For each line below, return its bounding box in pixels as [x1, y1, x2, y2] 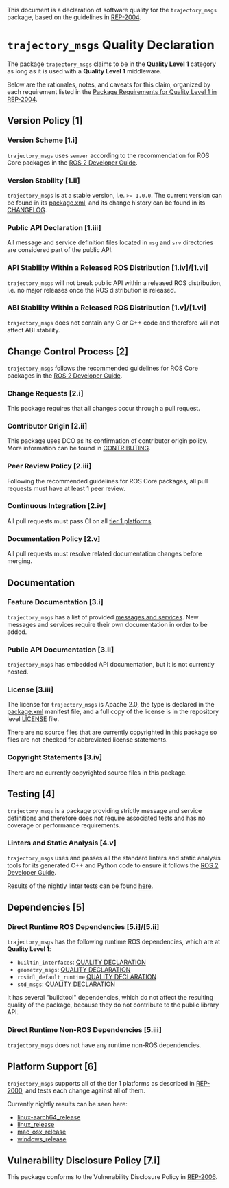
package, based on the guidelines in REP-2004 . [7, 13, 142, 21]
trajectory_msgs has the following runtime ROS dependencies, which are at [7, 937, 221, 946]
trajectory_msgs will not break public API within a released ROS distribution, [7, 278, 222, 287]
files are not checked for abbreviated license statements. [7, 735, 168, 744]
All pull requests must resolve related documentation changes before [7, 549, 202, 558]
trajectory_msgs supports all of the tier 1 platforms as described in [7, 1079, 195, 1087]
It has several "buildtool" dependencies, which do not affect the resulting [7, 994, 214, 1002]
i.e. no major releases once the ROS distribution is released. [7, 286, 176, 294]
